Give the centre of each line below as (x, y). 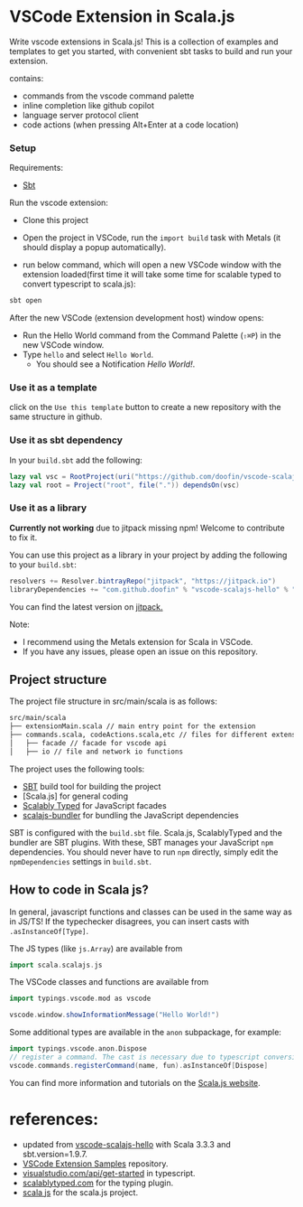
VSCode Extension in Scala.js (122, 17)
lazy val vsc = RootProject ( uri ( (72, 476)
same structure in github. (56, 416)
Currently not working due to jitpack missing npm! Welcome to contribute (147, 528)
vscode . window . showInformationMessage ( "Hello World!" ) (115, 1015)
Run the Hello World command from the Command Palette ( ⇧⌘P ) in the (151, 335)
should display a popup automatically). (94, 248)
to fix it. (23, 537)
